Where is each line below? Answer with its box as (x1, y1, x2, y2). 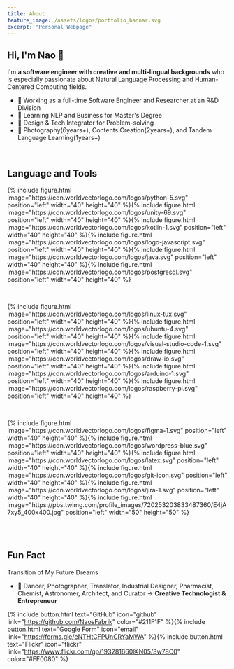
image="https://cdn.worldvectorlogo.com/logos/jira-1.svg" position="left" (7, 486, 219, 494)
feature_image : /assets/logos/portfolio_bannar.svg (7, 17, 161, 24)
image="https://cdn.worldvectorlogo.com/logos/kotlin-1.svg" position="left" (7, 223, 226, 231)
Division (17, 104, 41, 112)
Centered (7, 83, 35, 91)
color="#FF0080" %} (7, 654, 68, 663)
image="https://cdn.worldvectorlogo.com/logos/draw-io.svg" (7, 354, 184, 363)
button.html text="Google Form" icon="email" (7, 625, 139, 633)
